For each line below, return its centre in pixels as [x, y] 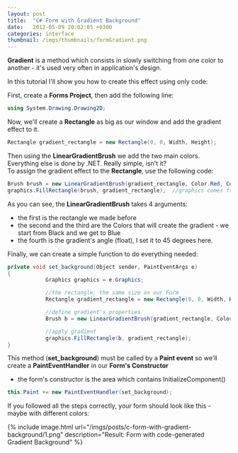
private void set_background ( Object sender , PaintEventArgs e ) [103, 267]
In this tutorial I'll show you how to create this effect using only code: [108, 81]
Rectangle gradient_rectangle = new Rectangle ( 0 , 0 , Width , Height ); [112, 142]
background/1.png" [35, 435]
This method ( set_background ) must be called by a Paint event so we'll [112, 358]
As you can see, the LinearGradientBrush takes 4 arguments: [97, 204]
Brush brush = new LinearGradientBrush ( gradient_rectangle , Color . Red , [115, 184]
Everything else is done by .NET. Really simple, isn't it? [87, 163]
